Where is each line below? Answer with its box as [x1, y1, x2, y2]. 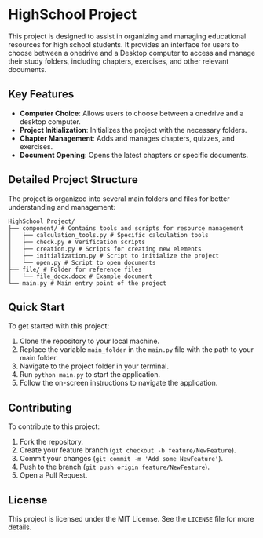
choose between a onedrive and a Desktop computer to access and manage [8, 48, 256, 57]
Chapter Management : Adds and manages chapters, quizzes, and [19, 134, 236, 143]
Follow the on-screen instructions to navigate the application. [19, 379, 218, 388]
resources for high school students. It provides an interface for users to [8, 39, 239, 49]
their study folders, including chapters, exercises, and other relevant [8, 57, 229, 66]
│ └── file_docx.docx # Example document [8, 273, 153, 280]
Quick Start [8, 300, 65, 313]
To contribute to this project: [8, 422, 100, 431]
